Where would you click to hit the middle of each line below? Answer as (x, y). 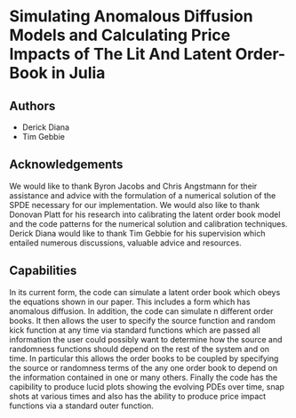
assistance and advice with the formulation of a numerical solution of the (143, 195)
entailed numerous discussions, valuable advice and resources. (125, 243)
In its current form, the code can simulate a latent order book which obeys (145, 292)
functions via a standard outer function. (81, 406)
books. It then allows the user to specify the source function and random (142, 320)
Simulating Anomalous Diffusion (131, 16)
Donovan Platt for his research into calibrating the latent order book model (145, 214)
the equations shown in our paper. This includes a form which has (130, 301)
